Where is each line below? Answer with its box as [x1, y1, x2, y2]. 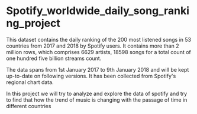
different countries [6, 102, 51, 109]
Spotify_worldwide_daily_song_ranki [6, 4, 189, 18]
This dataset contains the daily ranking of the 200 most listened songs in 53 [6, 36, 191, 43]
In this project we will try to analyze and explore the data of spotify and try [6, 90, 188, 97]
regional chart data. [6, 78, 54, 86]
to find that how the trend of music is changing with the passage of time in [6, 96, 188, 103]
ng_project [6, 16, 60, 30]
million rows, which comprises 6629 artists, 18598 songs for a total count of [6, 48, 191, 55]
